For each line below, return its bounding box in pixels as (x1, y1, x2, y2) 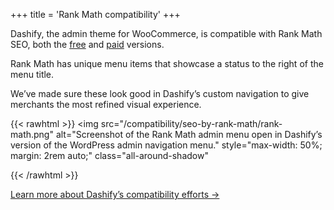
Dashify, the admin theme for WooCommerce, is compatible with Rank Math (10, 28, 323, 39)
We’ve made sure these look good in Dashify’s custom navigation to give (10, 88, 310, 99)
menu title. (10, 69, 55, 80)
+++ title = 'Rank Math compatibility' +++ (10, 9, 181, 20)
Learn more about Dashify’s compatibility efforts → (10, 189, 220, 200)
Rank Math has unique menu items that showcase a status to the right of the (10, 58, 324, 69)
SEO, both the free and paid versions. (10, 39, 165, 50)
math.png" (10, 129, 54, 140)
